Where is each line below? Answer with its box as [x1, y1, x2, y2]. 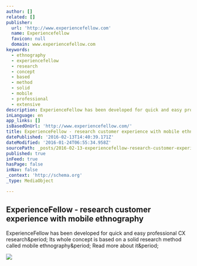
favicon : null [11, 36, 46, 42]
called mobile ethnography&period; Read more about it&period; [6, 242, 159, 249]
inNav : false [6, 167, 38, 173]
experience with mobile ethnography [6, 214, 144, 224]
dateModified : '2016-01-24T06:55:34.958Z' [6, 139, 111, 146]
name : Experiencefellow [11, 31, 69, 36]
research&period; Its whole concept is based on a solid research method [6, 235, 182, 243]
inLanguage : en [6, 112, 43, 118]
